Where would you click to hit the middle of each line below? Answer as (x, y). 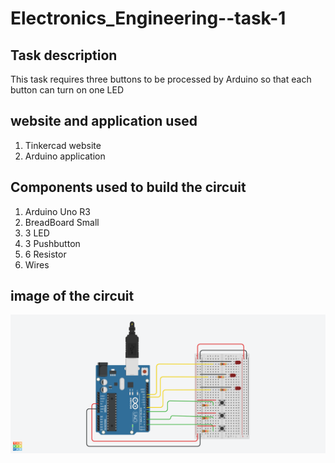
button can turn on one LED (67, 90)
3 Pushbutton (52, 243)
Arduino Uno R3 (58, 211)
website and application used (104, 121)
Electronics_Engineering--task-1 (148, 18)
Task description (64, 55)
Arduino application (65, 156)
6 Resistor (45, 254)
